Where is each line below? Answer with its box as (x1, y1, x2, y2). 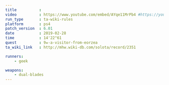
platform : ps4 (5, 21, 51, 27)
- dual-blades (14, 72, 44, 77)
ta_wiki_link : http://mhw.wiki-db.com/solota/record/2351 (5, 45, 136, 50)
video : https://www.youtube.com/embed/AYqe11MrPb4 (5, 12, 136, 17)
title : (5, 7, 42, 13)
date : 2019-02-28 (5, 31, 66, 36)
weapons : (5, 67, 24, 73)
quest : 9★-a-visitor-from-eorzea (5, 40, 98, 45)
